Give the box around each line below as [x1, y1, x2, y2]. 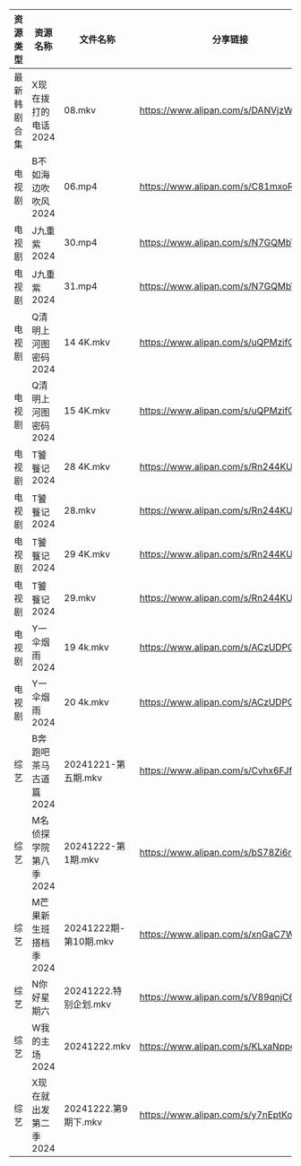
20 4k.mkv [64, 696, 109, 708]
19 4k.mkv [64, 641, 109, 653]
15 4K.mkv [64, 405, 110, 416]
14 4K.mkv [64, 336, 110, 348]
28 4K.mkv [64, 461, 110, 473]
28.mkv [64, 504, 97, 517]
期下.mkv [64, 1116, 103, 1128]
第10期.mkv [64, 935, 115, 947]
